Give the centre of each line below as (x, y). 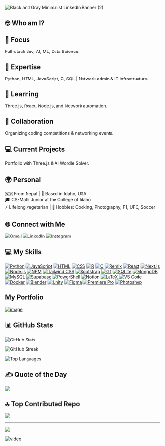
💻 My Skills (23, 252)
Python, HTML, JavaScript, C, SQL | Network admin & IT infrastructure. (77, 79)
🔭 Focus (18, 39)
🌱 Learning (22, 94)
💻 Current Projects (35, 149)
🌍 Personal (23, 179)
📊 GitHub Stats (29, 326)
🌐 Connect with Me (35, 224)
